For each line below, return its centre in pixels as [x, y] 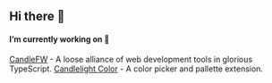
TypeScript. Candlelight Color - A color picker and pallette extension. [136, 69]
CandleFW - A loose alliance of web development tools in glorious [131, 59]
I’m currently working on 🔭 [59, 39]
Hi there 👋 [37, 17]
